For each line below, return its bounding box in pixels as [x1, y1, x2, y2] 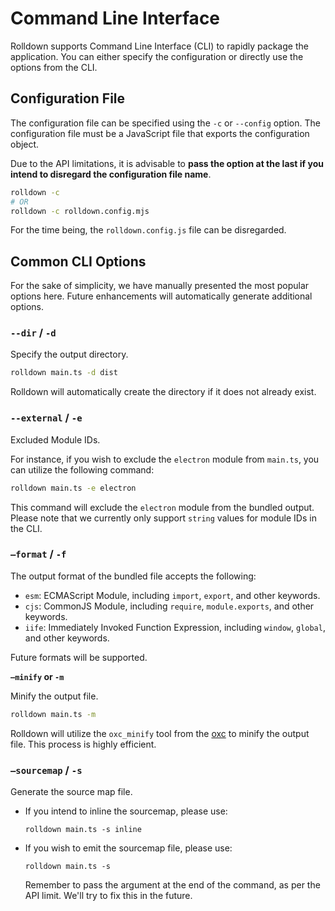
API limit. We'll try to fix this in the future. [24, 890, 193, 901]
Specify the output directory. [10, 348, 129, 361]
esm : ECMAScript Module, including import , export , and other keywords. [24, 589, 321, 601]
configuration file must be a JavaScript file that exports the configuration [10, 127, 310, 139]
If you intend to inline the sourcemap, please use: [24, 805, 228, 817]
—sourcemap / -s [10, 763, 83, 777]
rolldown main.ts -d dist [10, 368, 118, 378]
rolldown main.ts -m [10, 709, 97, 719]
